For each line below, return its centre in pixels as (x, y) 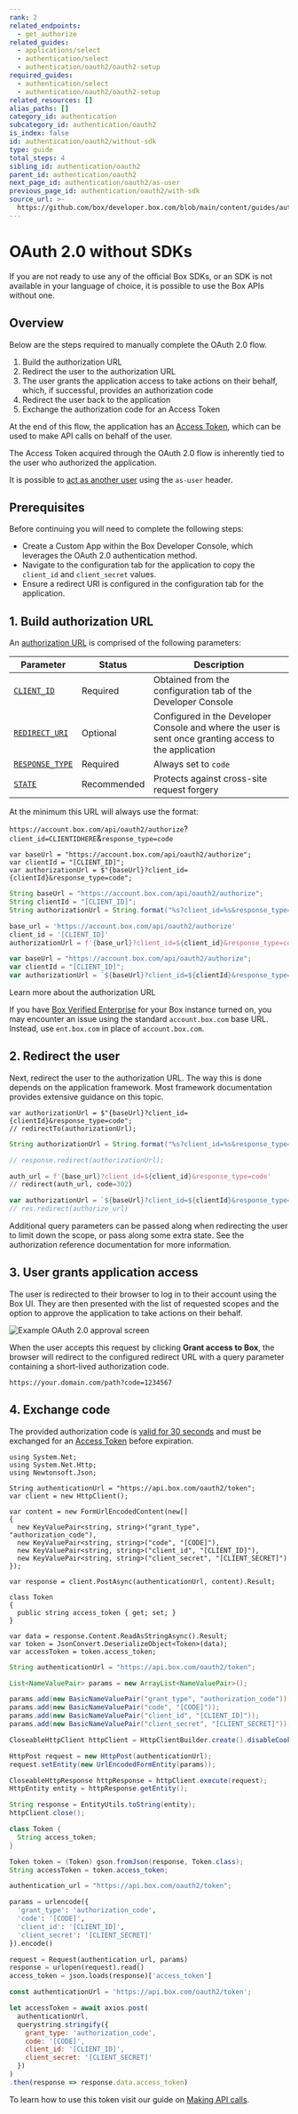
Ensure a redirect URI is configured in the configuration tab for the (143, 584)
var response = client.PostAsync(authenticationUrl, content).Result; (142, 1581)
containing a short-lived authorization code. (89, 1366)
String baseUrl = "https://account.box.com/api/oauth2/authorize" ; (137, 894)
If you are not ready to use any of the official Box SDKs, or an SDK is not (141, 276)
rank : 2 (24, 17)
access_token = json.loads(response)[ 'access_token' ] (111, 1976)
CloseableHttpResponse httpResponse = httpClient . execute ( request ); (138, 1780)
